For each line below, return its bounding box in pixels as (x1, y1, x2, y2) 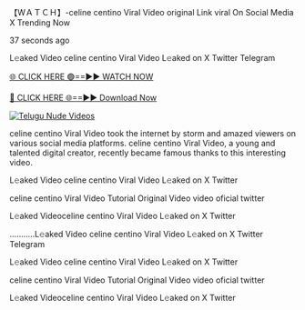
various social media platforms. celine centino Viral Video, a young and (9, 138, 276, 148)
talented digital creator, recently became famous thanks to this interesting (9, 147, 287, 158)
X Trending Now (9, 17, 71, 28)
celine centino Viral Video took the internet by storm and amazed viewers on (9, 128, 297, 138)
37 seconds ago (9, 35, 70, 45)
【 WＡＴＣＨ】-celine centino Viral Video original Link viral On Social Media (9, 7, 294, 17)
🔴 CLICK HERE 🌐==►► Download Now (9, 93, 158, 103)
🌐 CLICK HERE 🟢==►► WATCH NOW (9, 71, 154, 82)
